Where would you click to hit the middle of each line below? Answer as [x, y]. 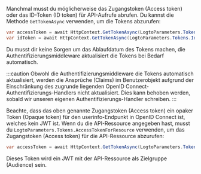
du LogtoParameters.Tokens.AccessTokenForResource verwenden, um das [95, 129]
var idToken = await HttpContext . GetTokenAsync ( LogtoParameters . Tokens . [99, 38]
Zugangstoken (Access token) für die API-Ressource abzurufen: [85, 136]
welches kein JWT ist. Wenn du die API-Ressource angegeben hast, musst [98, 123]
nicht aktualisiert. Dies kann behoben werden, [134, 93]
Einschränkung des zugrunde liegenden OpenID [65, 86]
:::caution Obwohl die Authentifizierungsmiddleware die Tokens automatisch [100, 74]
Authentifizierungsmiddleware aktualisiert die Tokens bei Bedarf [85, 56]
